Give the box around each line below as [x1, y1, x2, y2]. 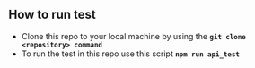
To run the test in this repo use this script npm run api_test [21, 48, 240, 59]
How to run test [8, 7, 96, 22]
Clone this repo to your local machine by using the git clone [21, 30, 246, 41]
